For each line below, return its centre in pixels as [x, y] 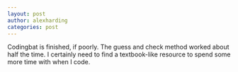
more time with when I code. [49, 62]
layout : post [27, 14]
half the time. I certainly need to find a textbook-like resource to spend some [119, 54]
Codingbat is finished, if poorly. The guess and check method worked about [118, 47]
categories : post [33, 27]
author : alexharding [38, 20]
